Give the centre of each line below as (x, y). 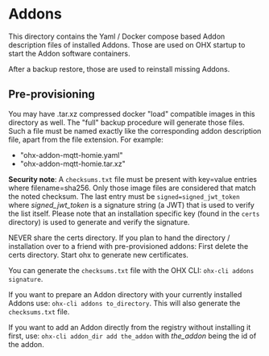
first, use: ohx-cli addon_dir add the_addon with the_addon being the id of (132, 336)
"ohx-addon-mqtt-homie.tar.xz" (73, 164)
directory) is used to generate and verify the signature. (99, 221)
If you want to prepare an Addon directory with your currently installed (125, 294)
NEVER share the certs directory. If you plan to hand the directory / (119, 238)
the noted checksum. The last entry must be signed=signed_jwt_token (124, 196)
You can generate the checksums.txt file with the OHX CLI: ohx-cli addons (131, 270)
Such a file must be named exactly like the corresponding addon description (135, 130)
